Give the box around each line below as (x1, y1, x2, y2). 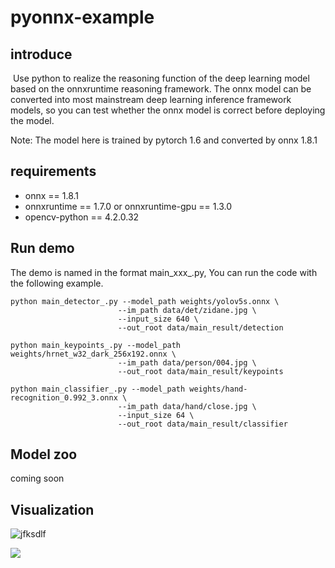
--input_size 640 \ (117, 314, 199, 324)
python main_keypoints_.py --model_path (10, 340, 182, 350)
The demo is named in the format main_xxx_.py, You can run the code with (10, 266, 318, 278)
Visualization (10, 501, 95, 518)
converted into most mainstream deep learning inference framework (10, 94, 292, 105)
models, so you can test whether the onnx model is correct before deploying (10, 104, 326, 116)
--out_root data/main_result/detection (117, 322, 284, 333)
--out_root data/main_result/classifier (117, 419, 288, 429)
